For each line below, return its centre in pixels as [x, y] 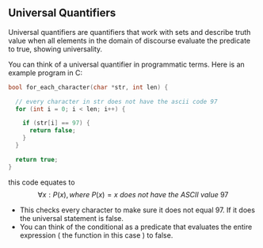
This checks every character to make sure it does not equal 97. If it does [137, 210]
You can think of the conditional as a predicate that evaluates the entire [136, 227]
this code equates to [42, 182]
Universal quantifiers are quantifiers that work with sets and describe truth [130, 32]
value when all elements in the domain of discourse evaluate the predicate [130, 40]
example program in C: [46, 72]
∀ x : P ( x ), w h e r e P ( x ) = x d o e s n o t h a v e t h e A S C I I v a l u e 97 [133, 194]
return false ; [53, 131]
